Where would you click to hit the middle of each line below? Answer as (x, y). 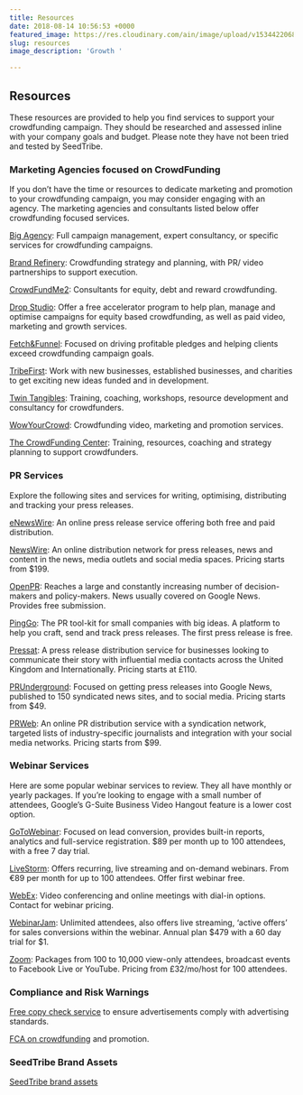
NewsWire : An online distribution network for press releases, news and (141, 549)
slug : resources (40, 43)
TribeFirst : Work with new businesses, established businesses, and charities (151, 371)
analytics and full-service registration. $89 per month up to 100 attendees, (147, 841)
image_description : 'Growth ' (66, 51)
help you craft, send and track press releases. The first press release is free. (151, 632)
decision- (262, 586)
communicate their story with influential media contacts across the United (147, 659)
